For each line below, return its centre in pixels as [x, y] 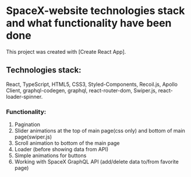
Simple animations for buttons [50, 155]
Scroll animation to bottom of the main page [67, 143]
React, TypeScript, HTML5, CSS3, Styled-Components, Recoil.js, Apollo [92, 84]
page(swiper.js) [33, 137]
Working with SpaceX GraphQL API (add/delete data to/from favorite [96, 162]
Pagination [27, 124]
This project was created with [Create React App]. [66, 51]
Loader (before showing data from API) [61, 150]
